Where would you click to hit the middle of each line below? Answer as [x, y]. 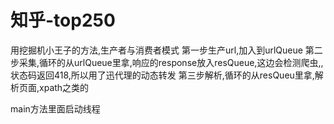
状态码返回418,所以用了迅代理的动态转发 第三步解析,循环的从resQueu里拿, [162, 75]
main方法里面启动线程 [55, 108]
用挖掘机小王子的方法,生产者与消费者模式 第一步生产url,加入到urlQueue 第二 [166, 50]
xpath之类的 [64, 87]
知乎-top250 [63, 20]
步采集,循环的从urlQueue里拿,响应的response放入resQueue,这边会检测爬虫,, [167, 62]
